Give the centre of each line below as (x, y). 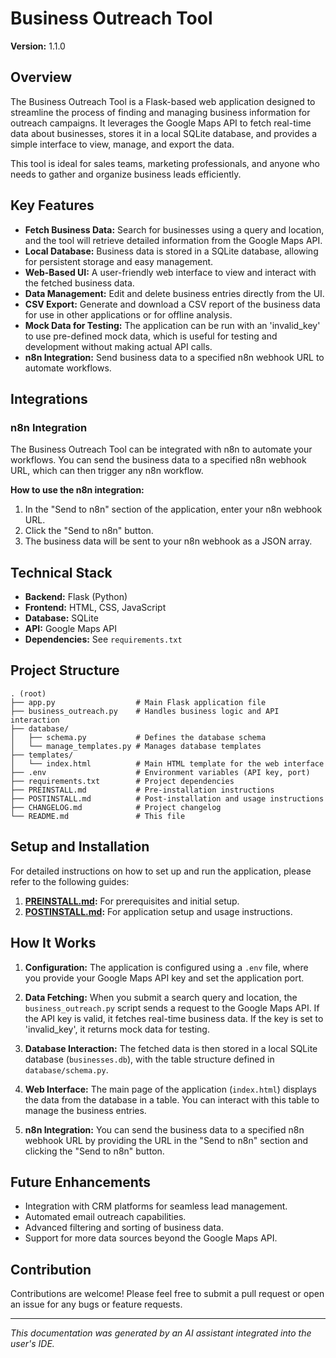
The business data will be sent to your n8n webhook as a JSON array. (168, 541)
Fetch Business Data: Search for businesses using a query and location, (174, 229)
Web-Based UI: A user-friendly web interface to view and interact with (170, 272)
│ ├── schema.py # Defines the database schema (138, 737)
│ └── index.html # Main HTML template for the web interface (167, 763)
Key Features (52, 205)
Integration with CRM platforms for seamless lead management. (156, 1206)
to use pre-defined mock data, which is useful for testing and (151, 336)
